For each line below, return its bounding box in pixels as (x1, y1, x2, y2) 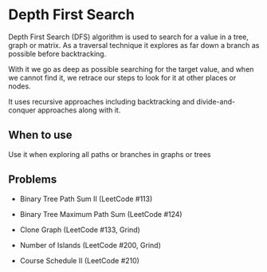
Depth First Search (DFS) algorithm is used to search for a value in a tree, (8, 32, 249, 41)
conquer (8, 105, 36, 115)
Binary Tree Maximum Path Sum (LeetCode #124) (19, 209, 183, 219)
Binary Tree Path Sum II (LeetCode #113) (19, 194, 153, 203)
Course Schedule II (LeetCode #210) (19, 255, 139, 265)
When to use (8, 128, 73, 142)
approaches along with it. (37, 105, 121, 115)
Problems (8, 173, 57, 187)
